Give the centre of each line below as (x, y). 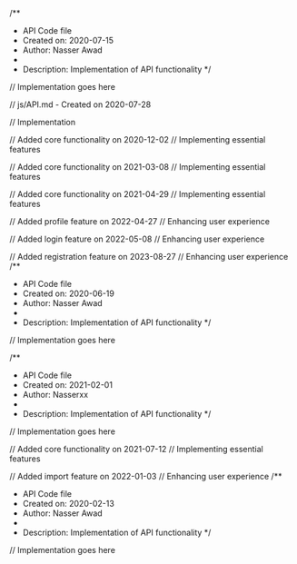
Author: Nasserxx (55, 395)
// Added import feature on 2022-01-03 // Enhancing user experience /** (146, 476)
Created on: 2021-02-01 (68, 385)
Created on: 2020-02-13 (69, 504)
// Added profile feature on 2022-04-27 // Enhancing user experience (140, 221)
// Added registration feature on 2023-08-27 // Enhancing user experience (149, 257)
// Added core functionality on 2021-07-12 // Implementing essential (136, 449)
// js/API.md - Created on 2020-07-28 (80, 104)
